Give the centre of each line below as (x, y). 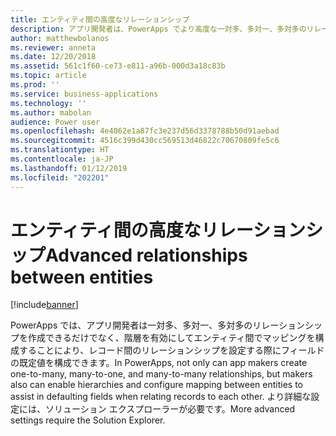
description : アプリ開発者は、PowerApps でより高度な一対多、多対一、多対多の (158, 29)
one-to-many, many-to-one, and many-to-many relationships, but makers (161, 374)
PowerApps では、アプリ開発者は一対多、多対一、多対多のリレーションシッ (166, 325)
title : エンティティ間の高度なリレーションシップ (100, 19)
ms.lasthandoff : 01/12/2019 (69, 168)
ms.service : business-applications (84, 94)
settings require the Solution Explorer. (88, 420)
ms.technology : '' (48, 103)
